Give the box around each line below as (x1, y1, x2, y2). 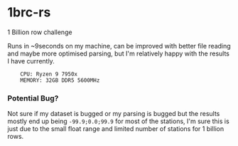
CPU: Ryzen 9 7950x (20, 71, 78, 78)
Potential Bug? (7, 93, 59, 103)
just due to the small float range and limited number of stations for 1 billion (7, 125, 225, 133)
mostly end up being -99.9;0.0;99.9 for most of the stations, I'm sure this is (7, 117, 229, 125)
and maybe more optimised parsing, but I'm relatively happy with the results (7, 49, 229, 58)
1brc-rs (7, 4, 51, 21)
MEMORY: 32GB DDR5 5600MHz (20, 76, 100, 84)
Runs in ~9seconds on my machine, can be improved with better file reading (7, 41, 231, 50)
